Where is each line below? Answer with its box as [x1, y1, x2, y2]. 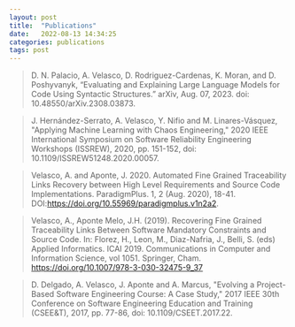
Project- [256, 279, 286, 290]
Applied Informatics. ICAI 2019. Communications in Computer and [30, 244, 271, 255]
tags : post [9, 46, 50, 55]
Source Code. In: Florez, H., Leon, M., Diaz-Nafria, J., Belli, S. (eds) [30, 234, 276, 245]
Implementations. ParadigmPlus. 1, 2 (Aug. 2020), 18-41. [30, 189, 237, 200]
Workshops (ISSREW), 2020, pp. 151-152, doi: [30, 143, 198, 155]
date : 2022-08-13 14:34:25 [9, 29, 117, 38]
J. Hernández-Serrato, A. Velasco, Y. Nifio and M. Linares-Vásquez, [30, 116, 278, 126]
